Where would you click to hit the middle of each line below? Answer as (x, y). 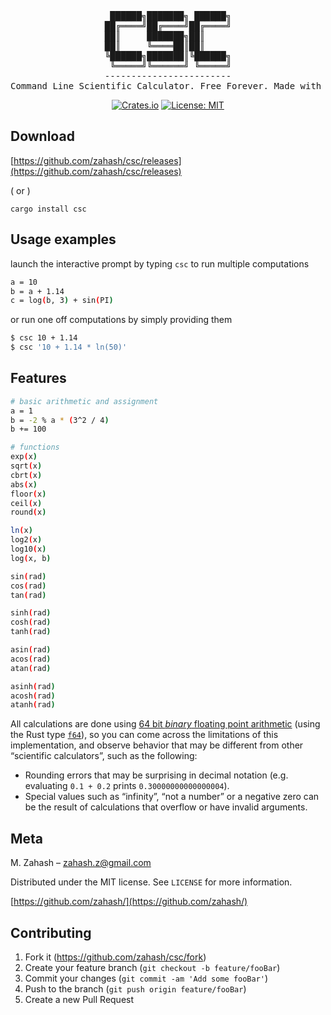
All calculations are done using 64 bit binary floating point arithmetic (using (165, 724)
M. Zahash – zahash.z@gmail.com (81, 863)
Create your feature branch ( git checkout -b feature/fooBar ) (152, 967)
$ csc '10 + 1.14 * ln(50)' (69, 347)
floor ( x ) (28, 494)
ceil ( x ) (26, 503)
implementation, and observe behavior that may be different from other (157, 745)
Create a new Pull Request (79, 999)
